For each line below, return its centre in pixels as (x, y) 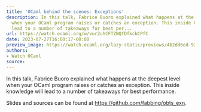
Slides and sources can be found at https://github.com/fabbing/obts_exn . (96, 102)
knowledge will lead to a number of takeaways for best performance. (91, 91)
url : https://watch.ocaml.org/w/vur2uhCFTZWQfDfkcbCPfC (77, 34)
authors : (17, 51)
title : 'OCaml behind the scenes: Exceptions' (65, 12)
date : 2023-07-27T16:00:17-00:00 (48, 39)
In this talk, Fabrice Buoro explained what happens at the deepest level (93, 79)
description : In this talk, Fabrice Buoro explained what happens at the (100, 17)
